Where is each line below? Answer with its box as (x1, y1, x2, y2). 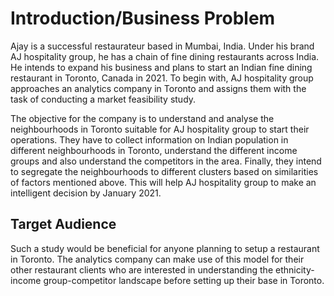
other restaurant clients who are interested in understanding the (10, 263, 274, 276)
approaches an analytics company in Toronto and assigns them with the (10, 82, 307, 94)
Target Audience (10, 216, 117, 233)
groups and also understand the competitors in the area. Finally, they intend (10, 155, 322, 167)
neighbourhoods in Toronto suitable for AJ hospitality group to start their (10, 123, 310, 135)
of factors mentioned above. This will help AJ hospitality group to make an (10, 176, 317, 188)
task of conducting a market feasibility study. (10, 93, 197, 105)
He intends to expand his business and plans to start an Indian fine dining (10, 61, 313, 73)
